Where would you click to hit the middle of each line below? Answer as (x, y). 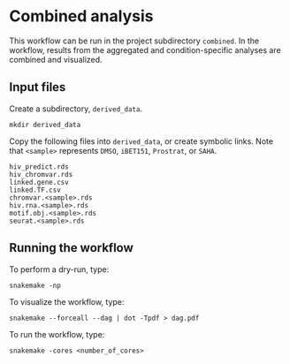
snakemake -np (35, 285)
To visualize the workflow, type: (67, 301)
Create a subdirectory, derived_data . (76, 109)
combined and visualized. (56, 59)
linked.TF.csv (35, 190)
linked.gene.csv (39, 182)
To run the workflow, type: (57, 334)
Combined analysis (81, 16)
